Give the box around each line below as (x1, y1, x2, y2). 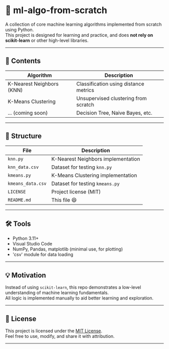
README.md (8, 197, 31, 203)
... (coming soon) (8, 109, 48, 116)
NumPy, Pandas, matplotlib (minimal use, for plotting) (12, 246, 123, 252)
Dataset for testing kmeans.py (51, 180, 120, 187)
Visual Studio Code (12, 241, 53, 247)
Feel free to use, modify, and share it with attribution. (5, 333, 115, 339)
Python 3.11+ (12, 235, 39, 241)
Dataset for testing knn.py (51, 164, 112, 171)
